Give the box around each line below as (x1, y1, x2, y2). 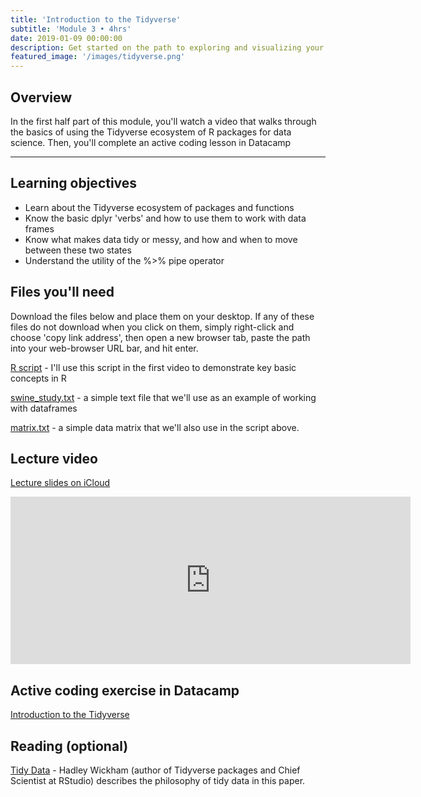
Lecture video (10, 450, 98, 467)
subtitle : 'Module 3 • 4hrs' (10, 24, 132, 34)
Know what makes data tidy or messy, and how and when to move (24, 233, 298, 245)
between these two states (24, 244, 132, 256)
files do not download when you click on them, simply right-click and (10, 321, 295, 333)
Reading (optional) (10, 737, 129, 755)
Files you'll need (10, 284, 115, 301)
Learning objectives (10, 175, 138, 192)
